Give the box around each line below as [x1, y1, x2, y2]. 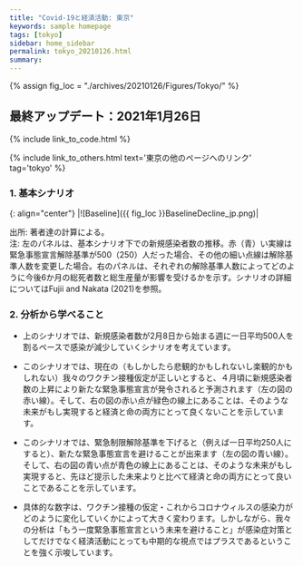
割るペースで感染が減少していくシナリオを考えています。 [22, 342, 236, 353]
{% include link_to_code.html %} [9, 133, 132, 144]
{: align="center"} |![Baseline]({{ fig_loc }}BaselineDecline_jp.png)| [9, 208, 259, 219]
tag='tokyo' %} [9, 162, 66, 173]
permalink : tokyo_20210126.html [9, 47, 132, 56]
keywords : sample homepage [9, 22, 112, 31]
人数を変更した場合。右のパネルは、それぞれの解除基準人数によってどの [16, 260, 288, 272]
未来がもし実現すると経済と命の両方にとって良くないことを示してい [22, 406, 277, 417]
